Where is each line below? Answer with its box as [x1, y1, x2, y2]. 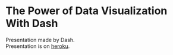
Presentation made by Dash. [5, 36, 75, 43]
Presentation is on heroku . [5, 43, 70, 50]
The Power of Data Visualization [5, 4, 168, 18]
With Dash [5, 17, 58, 30]
